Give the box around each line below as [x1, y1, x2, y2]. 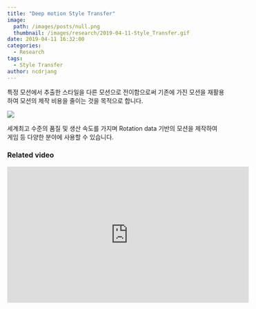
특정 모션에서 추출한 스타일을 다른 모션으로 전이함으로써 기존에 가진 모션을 [7, 88, 206, 96]
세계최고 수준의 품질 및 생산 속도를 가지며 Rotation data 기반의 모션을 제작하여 [7, 124, 218, 132]
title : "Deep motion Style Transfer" [7, 10, 116, 17]
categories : [7, 42, 41, 49]
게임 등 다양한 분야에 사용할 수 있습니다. [7, 133, 114, 141]
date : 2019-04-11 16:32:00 [7, 36, 85, 43]
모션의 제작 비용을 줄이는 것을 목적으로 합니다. [19, 96, 144, 104]
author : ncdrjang [7, 68, 57, 75]
